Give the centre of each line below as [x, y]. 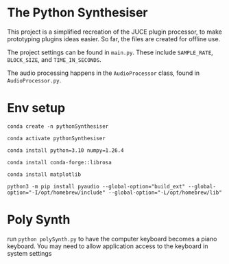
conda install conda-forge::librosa [59, 162]
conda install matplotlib [44, 174]
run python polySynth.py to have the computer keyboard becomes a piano [112, 239]
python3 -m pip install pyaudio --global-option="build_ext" [96, 186]
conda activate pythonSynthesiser [57, 138]
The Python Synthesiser [77, 13]
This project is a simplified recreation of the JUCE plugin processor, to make [115, 32]
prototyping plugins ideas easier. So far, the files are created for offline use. [114, 38]
